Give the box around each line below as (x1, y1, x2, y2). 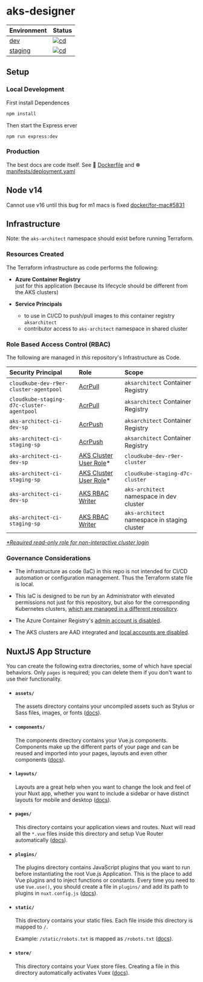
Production (6, 147, 40, 156)
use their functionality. (6, 675, 62, 683)
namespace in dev (124, 493, 177, 501)
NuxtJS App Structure (6, 646, 92, 656)
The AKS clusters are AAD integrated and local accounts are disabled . (14, 629, 190, 636)
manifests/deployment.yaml (6, 167, 76, 175)
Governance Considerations (6, 554, 91, 562)
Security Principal (9, 368, 62, 377)
